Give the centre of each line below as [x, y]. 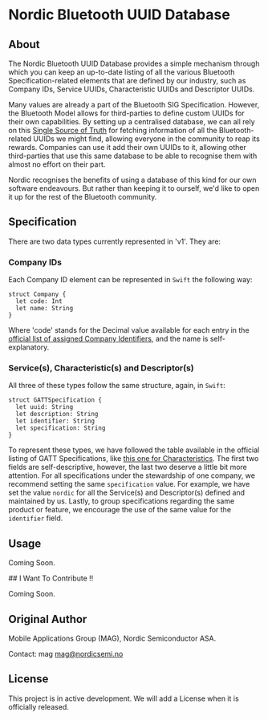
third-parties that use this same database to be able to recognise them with [133, 156]
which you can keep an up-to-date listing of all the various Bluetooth [122, 72]
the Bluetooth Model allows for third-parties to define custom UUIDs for [126, 113]
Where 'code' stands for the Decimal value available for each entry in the [129, 330]
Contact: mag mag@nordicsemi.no [66, 654]
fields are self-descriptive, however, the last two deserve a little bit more [128, 467]
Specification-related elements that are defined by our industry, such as [127, 81]
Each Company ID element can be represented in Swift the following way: [130, 280]
